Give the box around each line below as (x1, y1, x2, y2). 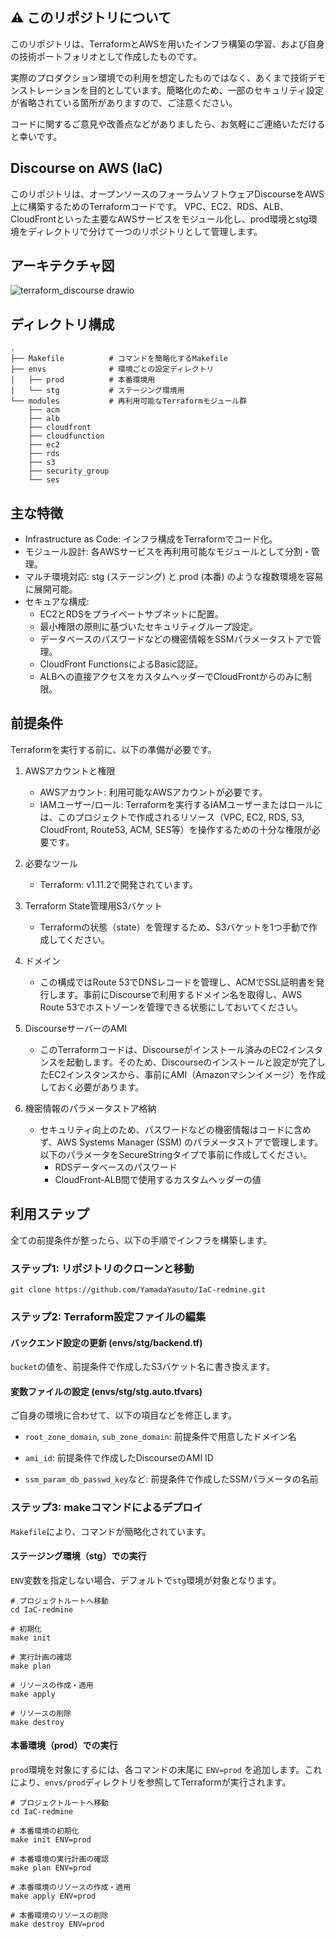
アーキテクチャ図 (10, 258, 115, 275)
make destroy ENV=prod (10, 1919, 105, 1930)
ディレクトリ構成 (10, 316, 115, 333)
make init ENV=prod (10, 1835, 92, 1845)
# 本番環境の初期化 (10, 1826, 80, 1837)
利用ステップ (10, 1206, 90, 1223)
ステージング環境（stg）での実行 (10, 1550, 147, 1562)
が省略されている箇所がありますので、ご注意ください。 (10, 96, 238, 108)
